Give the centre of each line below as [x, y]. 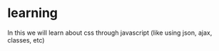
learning [33, 13]
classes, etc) [26, 40]
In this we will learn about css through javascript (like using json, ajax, [110, 33]
